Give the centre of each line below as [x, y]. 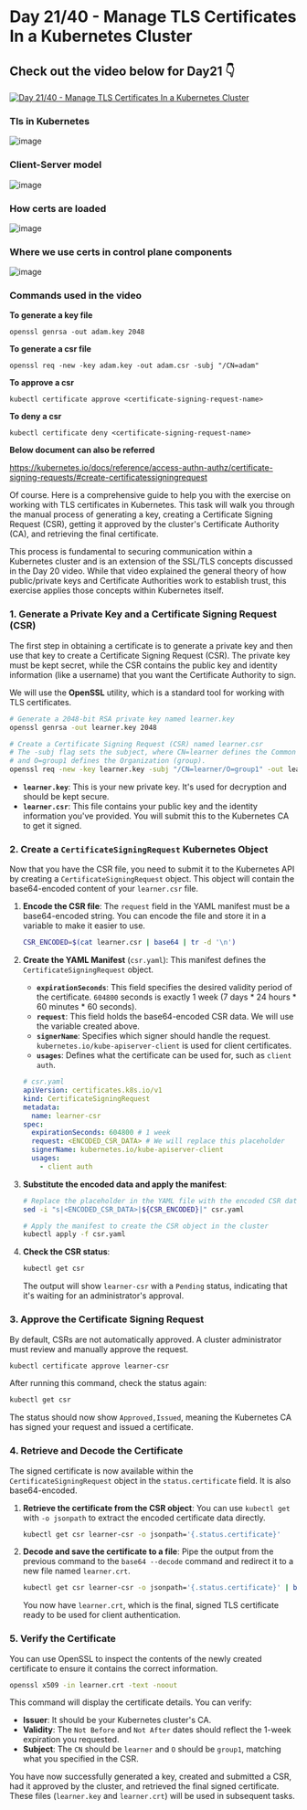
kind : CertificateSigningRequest [86, 1098]
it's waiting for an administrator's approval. [103, 1296]
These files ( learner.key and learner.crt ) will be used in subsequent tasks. [152, 1796]
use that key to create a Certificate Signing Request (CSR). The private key [150, 655]
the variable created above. [88, 1026]
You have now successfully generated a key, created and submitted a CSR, [151, 1777]
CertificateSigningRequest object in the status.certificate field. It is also [150, 1480]
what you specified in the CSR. [80, 1759]
